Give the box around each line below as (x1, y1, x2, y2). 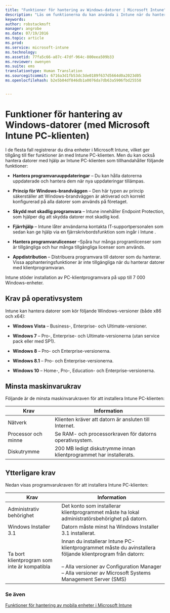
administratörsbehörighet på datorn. (61, 515, 148, 522)
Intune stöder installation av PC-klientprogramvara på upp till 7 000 (5, 274, 146, 280)
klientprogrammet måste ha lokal (61, 509, 140, 516)
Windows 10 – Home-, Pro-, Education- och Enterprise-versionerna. (12, 367, 155, 373)
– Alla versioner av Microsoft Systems (61, 570, 151, 577)
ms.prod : (5, 40, 24, 45)
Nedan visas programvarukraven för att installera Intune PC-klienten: (5, 482, 149, 488)
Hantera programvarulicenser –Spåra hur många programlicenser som (12, 239, 161, 245)
